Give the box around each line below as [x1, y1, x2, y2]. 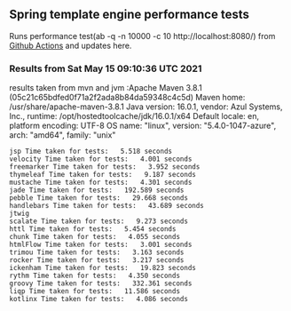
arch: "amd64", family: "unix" [9, 130, 116, 140]
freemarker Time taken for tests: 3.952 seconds [9, 163, 201, 171]
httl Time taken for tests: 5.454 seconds [9, 225, 177, 234]
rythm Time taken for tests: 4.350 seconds [9, 271, 180, 281]
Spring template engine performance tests [9, 7, 250, 22]
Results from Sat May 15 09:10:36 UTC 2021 [9, 62, 202, 75]
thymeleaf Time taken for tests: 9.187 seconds [9, 171, 197, 179]
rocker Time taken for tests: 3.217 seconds [9, 256, 185, 265]
